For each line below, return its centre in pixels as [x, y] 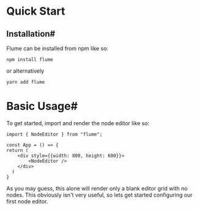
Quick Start [36, 11]
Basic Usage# [42, 107]
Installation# [31, 34]
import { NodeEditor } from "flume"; [54, 134]
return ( [17, 150]
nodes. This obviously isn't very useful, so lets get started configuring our [99, 195]
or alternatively [25, 71]
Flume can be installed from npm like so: [58, 48]
